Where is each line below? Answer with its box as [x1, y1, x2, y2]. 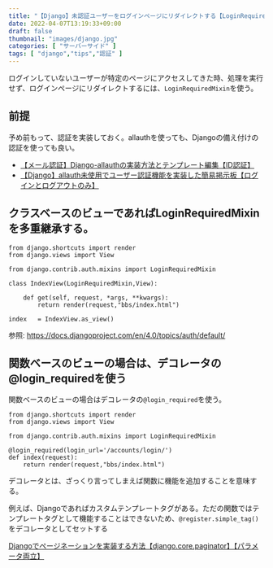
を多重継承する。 [8, 221, 94, 236]
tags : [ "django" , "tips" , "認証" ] [8, 50, 123, 58]
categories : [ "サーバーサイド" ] [8, 42, 116, 50]
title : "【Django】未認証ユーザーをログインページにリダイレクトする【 [8, 11, 223, 20]
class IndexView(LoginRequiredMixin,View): [8, 279, 158, 287]
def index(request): [8, 453, 79, 462]
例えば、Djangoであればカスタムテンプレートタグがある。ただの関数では [8, 504, 253, 513]
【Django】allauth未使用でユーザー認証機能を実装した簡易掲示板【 [19, 170, 245, 180]
